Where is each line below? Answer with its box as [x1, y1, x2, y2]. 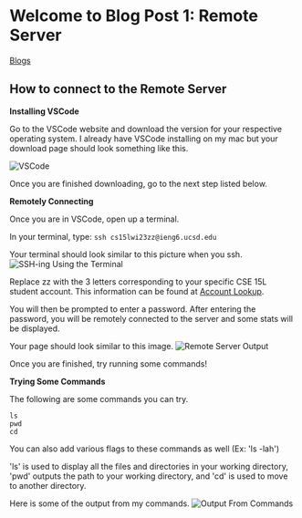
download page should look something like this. [9, 142, 189, 153]
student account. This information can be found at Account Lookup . [9, 285, 265, 296]
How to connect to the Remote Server [9, 81, 227, 97]
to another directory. [9, 480, 87, 491]
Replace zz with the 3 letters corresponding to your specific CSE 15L [9, 275, 267, 287]
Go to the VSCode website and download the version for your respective [9, 123, 283, 134]
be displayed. [9, 323, 61, 334]
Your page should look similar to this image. [9, 340, 174, 351]
